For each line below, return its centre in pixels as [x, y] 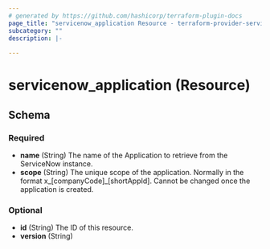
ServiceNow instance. [56, 164]
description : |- [35, 38]
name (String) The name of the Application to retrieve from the [124, 155]
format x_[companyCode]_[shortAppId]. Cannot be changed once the [135, 181]
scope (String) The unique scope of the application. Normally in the [132, 172]
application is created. [57, 189]
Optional [25, 210]
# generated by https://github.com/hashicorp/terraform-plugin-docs [125, 16]
